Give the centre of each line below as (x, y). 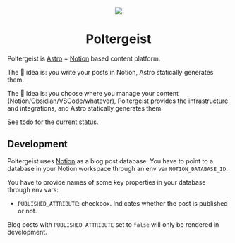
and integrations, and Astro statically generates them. (85, 108)
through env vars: (33, 189)
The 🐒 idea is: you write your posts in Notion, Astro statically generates (110, 72)
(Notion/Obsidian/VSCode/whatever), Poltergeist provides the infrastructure (118, 101)
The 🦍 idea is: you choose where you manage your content (93, 93)
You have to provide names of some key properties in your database (107, 182)
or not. (27, 211)
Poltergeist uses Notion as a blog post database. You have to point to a (110, 161)
